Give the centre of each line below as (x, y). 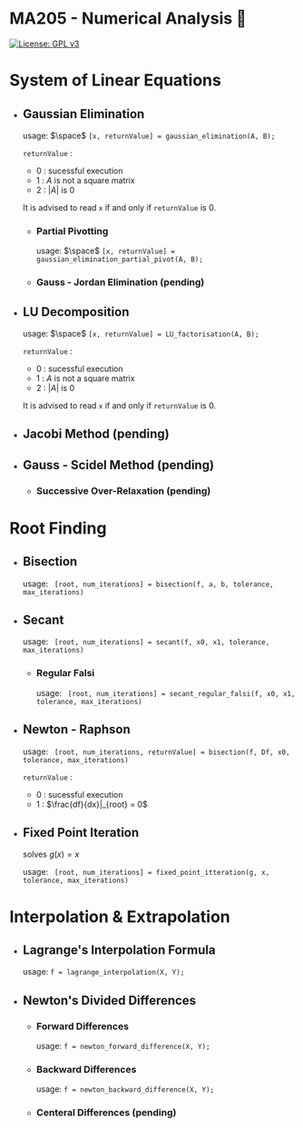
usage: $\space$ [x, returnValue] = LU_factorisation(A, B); (141, 333)
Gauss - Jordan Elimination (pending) (120, 282)
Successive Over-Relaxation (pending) (123, 491)
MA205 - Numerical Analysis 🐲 (128, 19)
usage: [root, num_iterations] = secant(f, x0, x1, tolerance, (146, 642)
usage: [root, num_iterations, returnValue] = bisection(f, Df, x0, (156, 751)
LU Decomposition (76, 312)
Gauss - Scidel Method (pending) (118, 465)
